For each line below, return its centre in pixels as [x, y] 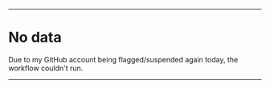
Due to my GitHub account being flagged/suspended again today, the [123, 59]
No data [35, 38]
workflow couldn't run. [46, 68]
